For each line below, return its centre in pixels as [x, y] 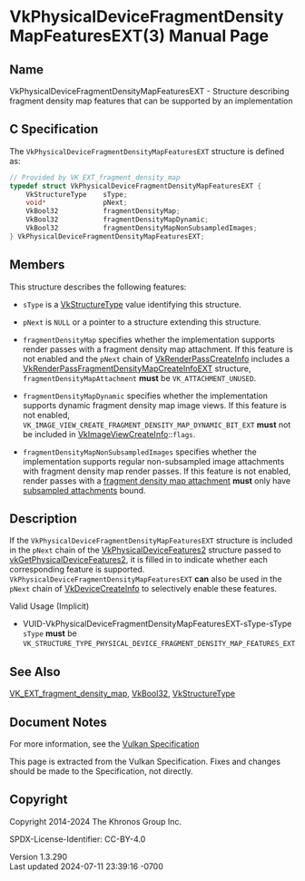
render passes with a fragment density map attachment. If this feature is [157, 349]
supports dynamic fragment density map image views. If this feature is [155, 405]
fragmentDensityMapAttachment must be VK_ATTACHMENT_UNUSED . [139, 377]
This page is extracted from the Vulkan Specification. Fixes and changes [145, 762]
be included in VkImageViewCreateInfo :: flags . [109, 434]
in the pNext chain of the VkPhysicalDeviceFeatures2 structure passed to [145, 550]
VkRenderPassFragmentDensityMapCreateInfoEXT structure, [137, 368]
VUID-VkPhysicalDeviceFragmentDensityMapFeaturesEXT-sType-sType [157, 624]
